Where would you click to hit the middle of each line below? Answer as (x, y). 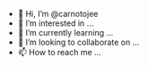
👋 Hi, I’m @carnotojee (58, 14)
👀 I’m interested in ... (56, 23)
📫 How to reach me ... (59, 52)
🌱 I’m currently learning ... (65, 33)
